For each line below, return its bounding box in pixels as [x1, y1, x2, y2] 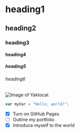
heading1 [5, 4, 45, 15]
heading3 [5, 39, 30, 46]
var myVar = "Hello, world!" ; [5, 102, 70, 107]
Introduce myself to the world [12, 122, 75, 128]
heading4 [5, 52, 26, 58]
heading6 [5, 76, 25, 82]
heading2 [5, 24, 37, 32]
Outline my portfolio [12, 116, 55, 122]
